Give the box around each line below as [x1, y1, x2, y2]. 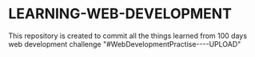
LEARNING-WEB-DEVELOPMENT [8, 5, 232, 23]
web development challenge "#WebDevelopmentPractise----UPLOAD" [8, 39, 241, 48]
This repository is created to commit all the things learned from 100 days [8, 31, 248, 40]
